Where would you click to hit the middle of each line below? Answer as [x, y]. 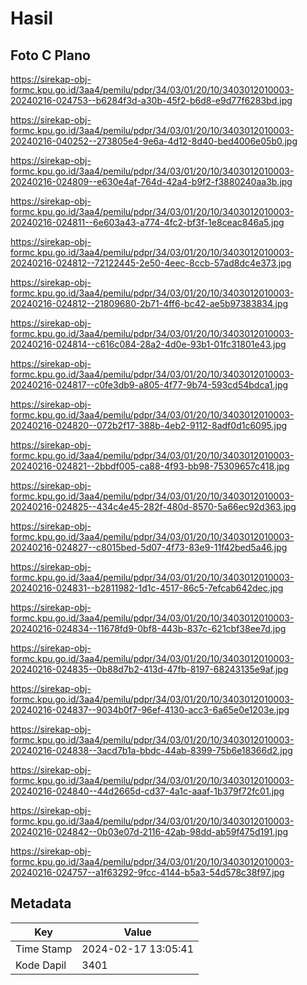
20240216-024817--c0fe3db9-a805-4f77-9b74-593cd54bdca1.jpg [149, 385]
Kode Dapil [41, 965]
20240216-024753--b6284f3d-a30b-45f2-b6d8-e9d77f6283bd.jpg [151, 100]
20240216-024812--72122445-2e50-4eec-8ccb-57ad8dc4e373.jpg [151, 263]
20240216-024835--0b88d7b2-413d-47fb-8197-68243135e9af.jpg [149, 669]
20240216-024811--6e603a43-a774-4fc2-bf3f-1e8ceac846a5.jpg [147, 222]
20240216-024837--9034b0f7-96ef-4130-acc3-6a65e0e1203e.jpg [150, 710]
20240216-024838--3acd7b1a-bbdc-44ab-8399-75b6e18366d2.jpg [151, 750]
